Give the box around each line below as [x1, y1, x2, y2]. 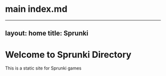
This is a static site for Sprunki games [5, 65, 82, 71]
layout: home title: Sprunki [5, 29, 88, 38]
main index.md [5, 3, 68, 15]
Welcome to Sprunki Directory [5, 49, 132, 60]
